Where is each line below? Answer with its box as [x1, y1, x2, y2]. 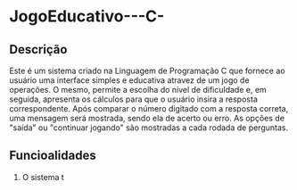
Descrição [9, 42, 68, 57]
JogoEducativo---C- [9, 6, 165, 27]
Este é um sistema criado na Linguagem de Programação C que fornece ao [9, 65, 285, 76]
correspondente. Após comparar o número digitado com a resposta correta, [9, 103, 289, 113]
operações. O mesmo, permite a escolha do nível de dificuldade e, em [9, 85, 268, 95]
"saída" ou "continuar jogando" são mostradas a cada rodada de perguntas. [9, 122, 288, 133]
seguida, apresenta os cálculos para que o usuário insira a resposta [9, 94, 259, 104]
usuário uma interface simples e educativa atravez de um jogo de [9, 75, 250, 86]
